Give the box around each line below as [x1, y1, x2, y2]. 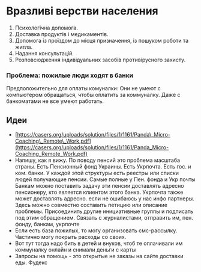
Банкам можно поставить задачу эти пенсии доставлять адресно [14, 182, 184, 190]
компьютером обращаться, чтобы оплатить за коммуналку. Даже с [6, 91, 181, 99]
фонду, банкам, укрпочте [14, 221, 80, 228]
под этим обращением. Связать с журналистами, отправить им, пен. [14, 214, 194, 221]
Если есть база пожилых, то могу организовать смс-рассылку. [14, 227, 178, 234]
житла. [14, 43, 33, 51]
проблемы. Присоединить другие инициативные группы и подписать [14, 208, 194, 215]
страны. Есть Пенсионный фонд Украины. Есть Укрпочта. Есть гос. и [14, 163, 191, 170]
